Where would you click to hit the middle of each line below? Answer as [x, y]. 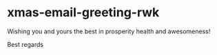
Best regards [25, 44]
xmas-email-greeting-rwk [83, 13]
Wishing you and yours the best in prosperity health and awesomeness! [109, 31]
